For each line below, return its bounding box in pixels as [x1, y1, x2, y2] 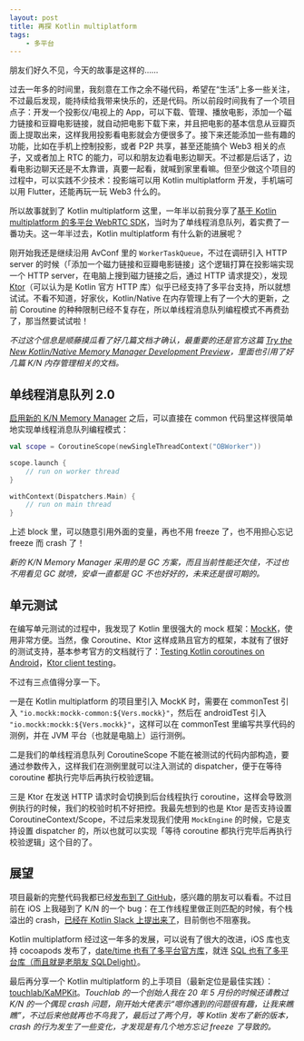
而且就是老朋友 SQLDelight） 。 [33, 956, 146, 967]
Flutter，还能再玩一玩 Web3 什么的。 [26, 186, 166, 197]
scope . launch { [9, 458, 67, 468]
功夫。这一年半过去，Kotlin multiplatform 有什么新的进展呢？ [16, 228, 243, 239]
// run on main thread [25, 501, 112, 510]
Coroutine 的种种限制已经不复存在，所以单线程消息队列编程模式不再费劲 [19, 304, 289, 315]
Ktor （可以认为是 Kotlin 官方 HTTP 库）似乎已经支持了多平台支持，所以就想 [9, 282, 291, 292]
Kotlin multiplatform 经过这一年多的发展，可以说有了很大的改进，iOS [9, 933, 265, 945]
